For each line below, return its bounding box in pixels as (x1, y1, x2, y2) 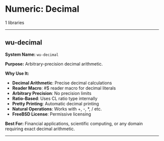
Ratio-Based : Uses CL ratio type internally (12, 95, 98, 101)
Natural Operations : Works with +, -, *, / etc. (12, 106, 102, 112)
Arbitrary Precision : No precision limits (12, 90, 92, 96)
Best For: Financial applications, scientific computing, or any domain (5, 120, 143, 126)
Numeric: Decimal (5, 3, 80, 15)
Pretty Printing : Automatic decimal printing (12, 100, 99, 106)
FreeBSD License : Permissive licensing (12, 111, 91, 117)
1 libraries (5, 20, 24, 25)
